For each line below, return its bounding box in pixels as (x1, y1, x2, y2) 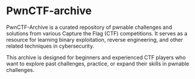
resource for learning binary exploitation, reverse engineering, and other (6, 36, 183, 43)
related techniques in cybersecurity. (6, 42, 95, 50)
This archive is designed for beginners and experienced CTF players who (6, 54, 186, 61)
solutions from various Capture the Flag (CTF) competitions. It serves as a (6, 29, 188, 37)
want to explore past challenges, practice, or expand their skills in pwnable (6, 60, 189, 67)
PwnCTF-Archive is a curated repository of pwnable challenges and (6, 24, 172, 31)
